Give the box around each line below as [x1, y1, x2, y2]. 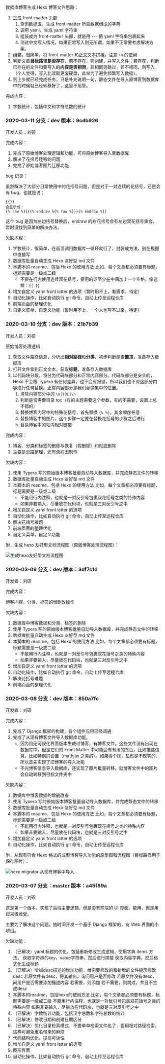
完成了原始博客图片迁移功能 [12, 162, 69, 169]
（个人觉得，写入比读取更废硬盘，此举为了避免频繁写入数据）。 [12, 71, 140, 76]
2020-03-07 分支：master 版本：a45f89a [5, 882, 107, 889]
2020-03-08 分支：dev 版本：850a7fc [5, 695, 99, 702]
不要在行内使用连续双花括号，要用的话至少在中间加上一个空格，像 [20, 276, 154, 282]
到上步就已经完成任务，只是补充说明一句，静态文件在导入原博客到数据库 [12, 76, 159, 82]
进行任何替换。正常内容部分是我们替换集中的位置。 [17, 384, 121, 391]
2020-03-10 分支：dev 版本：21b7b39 [5, 321, 99, 328]
